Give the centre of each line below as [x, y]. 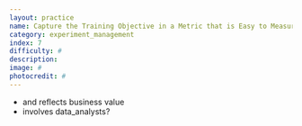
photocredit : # [38, 76]
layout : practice [42, 18]
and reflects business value [73, 102]
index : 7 [26, 43]
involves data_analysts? [66, 111]
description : [34, 59]
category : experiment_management [72, 34]
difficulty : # [36, 51]
